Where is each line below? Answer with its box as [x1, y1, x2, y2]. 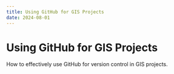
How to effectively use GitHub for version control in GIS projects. [6, 61, 168, 68]
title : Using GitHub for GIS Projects [6, 8, 104, 15]
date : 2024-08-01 [6, 15, 50, 21]
